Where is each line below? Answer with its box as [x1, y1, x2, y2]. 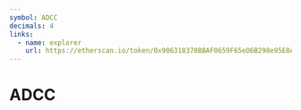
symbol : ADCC [9, 13, 58, 22]
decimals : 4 [9, 21, 54, 30]
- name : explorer [17, 38, 82, 47]
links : [9, 30, 34, 38]
